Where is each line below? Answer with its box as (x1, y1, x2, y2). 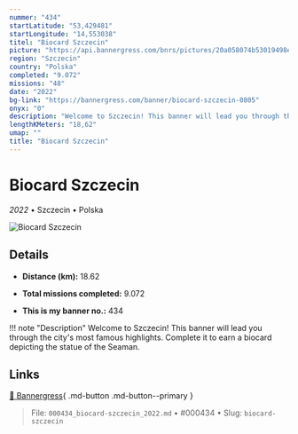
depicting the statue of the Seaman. (9, 341, 140, 351)
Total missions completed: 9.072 (21, 288, 145, 298)
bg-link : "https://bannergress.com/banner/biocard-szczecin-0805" (9, 95, 260, 105)
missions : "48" (9, 79, 66, 88)
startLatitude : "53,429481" (9, 21, 114, 30)
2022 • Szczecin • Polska (9, 204, 104, 215)
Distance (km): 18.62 (21, 271, 100, 281)
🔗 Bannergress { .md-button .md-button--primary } (9, 391, 193, 401)
